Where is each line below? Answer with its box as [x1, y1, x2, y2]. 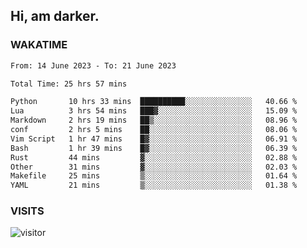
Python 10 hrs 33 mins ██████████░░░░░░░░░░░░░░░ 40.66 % [10, 97, 298, 107]
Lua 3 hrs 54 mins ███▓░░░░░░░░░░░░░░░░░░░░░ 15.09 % [10, 106, 298, 116]
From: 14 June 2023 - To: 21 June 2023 [10, 60, 177, 71]
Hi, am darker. [10, 8, 100, 25]
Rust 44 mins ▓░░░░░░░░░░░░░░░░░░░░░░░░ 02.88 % [10, 152, 298, 163]
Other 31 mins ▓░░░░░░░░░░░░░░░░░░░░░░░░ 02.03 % [10, 162, 298, 172]
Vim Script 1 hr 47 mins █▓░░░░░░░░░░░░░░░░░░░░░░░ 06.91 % [10, 134, 298, 144]
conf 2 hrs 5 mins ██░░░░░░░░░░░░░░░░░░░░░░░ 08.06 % [10, 125, 298, 135]
